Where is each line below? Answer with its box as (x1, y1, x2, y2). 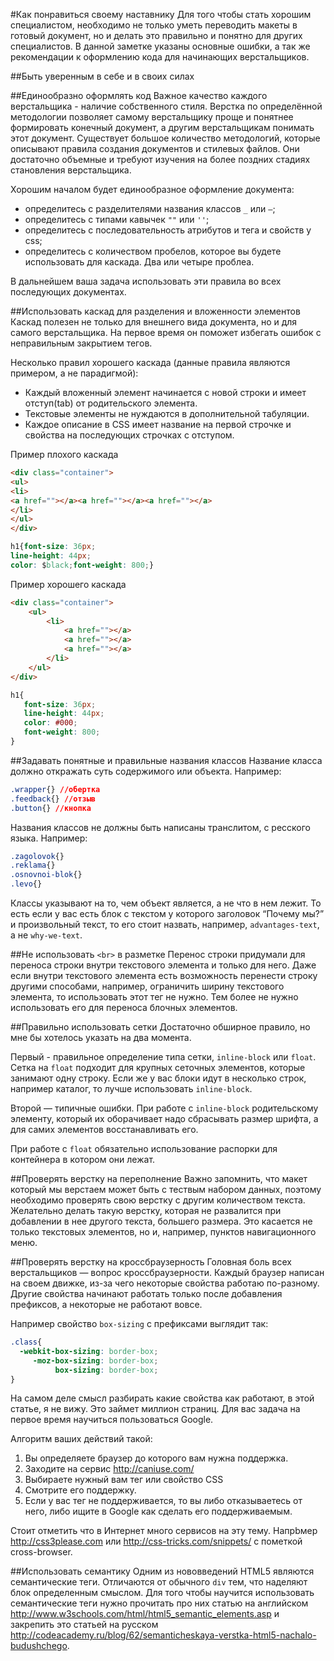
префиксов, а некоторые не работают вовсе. (10, 1299, 203, 1310)
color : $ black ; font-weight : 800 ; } (10, 560, 155, 570)
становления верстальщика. (10, 164, 132, 176)
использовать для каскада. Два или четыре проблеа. (24, 256, 255, 268)
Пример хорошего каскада (10, 578, 127, 590)
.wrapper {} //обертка (10, 784, 101, 794)
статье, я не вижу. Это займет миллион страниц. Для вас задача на (10, 1403, 301, 1415)
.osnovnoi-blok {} (10, 870, 83, 880)
